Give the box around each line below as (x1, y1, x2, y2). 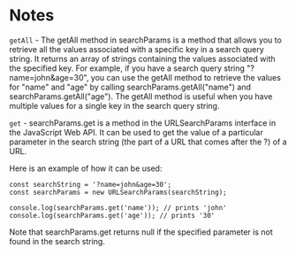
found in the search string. (9, 236, 106, 246)
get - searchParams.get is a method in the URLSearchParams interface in (9, 117, 277, 128)
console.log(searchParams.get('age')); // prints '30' (9, 211, 216, 220)
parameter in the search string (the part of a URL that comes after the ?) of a (9, 136, 287, 147)
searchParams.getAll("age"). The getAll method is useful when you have (9, 90, 273, 102)
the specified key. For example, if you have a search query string (9, 63, 246, 73)
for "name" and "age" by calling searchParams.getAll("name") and (9, 81, 252, 92)
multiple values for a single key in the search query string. (9, 100, 220, 111)
